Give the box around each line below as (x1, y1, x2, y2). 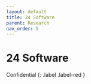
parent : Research (6, 20, 50, 26)
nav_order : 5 (6, 25, 39, 32)
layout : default (6, 8, 47, 15)
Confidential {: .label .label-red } (6, 71, 86, 79)
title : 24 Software (6, 14, 55, 20)
